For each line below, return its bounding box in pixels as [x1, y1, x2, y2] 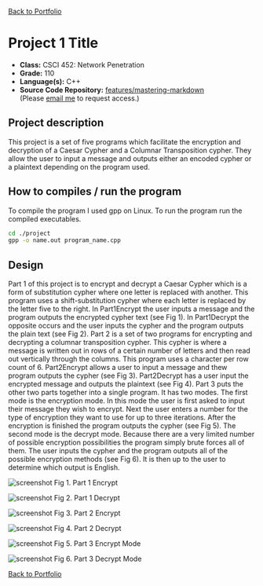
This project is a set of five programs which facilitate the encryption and [8, 137, 241, 146]
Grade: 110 [19, 68, 55, 78]
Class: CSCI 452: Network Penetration [19, 60, 145, 69]
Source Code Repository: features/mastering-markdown [19, 85, 204, 94]
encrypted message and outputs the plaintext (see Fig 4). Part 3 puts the [8, 379, 244, 389]
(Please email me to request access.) [19, 93, 140, 103]
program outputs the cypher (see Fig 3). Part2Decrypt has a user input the [8, 371, 249, 380]
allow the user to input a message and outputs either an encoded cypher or [8, 153, 252, 163]
